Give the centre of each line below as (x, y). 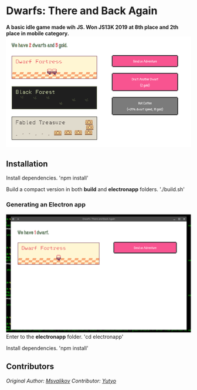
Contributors (30, 367)
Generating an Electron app (46, 205)
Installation (27, 164)
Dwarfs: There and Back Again (82, 11)
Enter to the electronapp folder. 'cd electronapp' (65, 336)
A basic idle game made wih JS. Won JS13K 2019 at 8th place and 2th (92, 27)
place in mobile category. (38, 33)
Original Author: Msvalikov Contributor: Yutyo (61, 381)
